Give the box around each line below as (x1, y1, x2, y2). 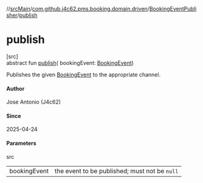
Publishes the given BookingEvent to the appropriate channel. (6, 71, 161, 78)
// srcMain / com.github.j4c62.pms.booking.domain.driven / (6, 5, 150, 12)
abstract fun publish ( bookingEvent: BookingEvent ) (6, 59, 134, 66)
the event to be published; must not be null (54, 167, 179, 175)
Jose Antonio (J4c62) (6, 98, 61, 105)
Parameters (6, 139, 36, 147)
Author (6, 85, 25, 92)
